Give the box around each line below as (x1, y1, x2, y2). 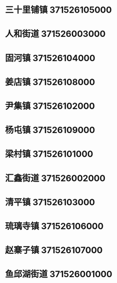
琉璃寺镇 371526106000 (5, 220, 104, 232)
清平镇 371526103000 (5, 197, 95, 208)
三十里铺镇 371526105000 (5, 4, 112, 16)
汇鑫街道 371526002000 (5, 173, 106, 183)
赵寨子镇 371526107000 (5, 245, 103, 256)
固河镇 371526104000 (5, 52, 96, 64)
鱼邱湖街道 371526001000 (5, 269, 113, 280)
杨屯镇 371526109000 (5, 125, 96, 136)
